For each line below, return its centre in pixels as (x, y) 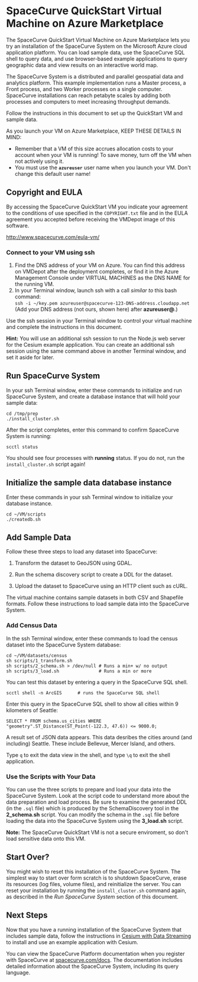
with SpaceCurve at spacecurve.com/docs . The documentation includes (95, 960)
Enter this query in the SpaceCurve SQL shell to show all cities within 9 (92, 704)
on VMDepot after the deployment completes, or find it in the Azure (97, 272)
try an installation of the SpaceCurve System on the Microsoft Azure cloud (97, 46)
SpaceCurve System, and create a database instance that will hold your (93, 396)
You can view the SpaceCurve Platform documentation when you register (95, 954)
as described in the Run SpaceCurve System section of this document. (92, 896)
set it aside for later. (30, 358)
